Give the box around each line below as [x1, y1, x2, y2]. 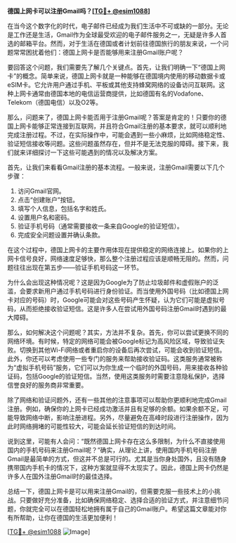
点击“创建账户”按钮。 [17, 196, 79, 204]
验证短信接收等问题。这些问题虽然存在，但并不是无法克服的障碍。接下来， [7, 140, 223, 148]
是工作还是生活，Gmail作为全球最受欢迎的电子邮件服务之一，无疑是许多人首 [7, 31, 227, 39]
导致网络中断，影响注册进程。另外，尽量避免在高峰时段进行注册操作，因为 [13, 414, 229, 421]
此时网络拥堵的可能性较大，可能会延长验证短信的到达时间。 [7, 422, 180, 431]
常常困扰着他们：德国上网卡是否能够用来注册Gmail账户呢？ [13, 48, 184, 56]
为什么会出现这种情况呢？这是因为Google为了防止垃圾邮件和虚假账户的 [7, 278, 213, 287]
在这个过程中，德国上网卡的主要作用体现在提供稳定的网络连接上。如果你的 [7, 246, 223, 254]
